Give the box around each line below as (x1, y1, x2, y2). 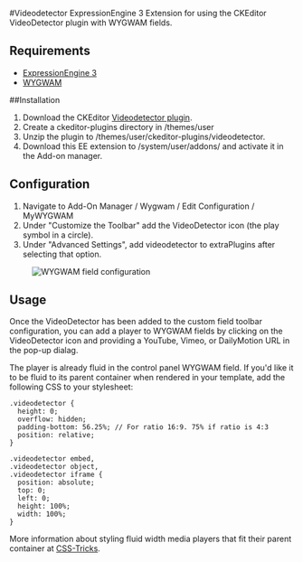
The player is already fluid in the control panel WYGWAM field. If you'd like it (9, 362, 294, 373)
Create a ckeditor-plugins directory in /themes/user (22, 121, 214, 132)
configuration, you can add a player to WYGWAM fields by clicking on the (9, 325, 283, 337)
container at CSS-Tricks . (9, 543, 101, 554)
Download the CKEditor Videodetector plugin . (22, 112, 193, 123)
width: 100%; (17, 510, 67, 519)
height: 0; (17, 407, 59, 417)
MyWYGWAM (22, 210, 74, 220)
